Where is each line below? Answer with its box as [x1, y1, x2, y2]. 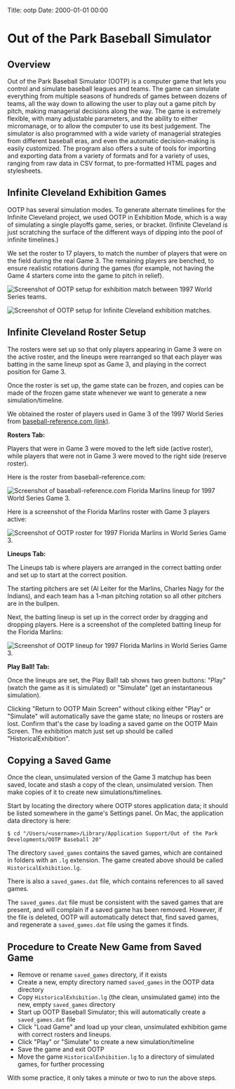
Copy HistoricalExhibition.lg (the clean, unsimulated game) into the [17, 993, 220, 1001]
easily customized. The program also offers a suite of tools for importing [7, 144, 216, 152]
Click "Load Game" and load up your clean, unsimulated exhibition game [17, 1023, 227, 1031]
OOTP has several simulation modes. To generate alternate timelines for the [7, 205, 226, 213]
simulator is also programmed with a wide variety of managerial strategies [7, 129, 222, 138]
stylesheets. [7, 166, 43, 175]
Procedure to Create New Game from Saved [7, 941, 202, 953]
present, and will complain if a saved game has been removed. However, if [7, 906, 222, 914]
